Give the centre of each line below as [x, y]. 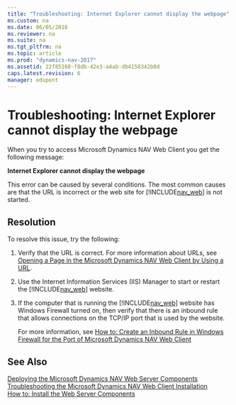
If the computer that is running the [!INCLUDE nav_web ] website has [116, 303]
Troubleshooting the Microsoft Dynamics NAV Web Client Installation [107, 386]
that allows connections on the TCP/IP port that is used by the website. [121, 318]
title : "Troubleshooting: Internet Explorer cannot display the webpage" [119, 14]
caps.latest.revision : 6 [44, 73]
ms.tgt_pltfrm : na [34, 47]
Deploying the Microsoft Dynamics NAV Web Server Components [103, 378]
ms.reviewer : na [31, 34]
